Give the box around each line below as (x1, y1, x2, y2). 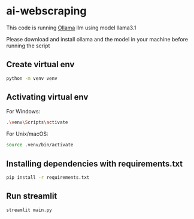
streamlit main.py (6, 207, 52, 213)
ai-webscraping (6, 4, 87, 18)
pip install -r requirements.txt (6, 175, 90, 181)
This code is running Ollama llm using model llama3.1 (6, 24, 137, 31)
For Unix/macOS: (6, 130, 48, 137)
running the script (6, 42, 50, 49)
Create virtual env (6, 59, 75, 70)
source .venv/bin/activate (6, 142, 74, 148)
